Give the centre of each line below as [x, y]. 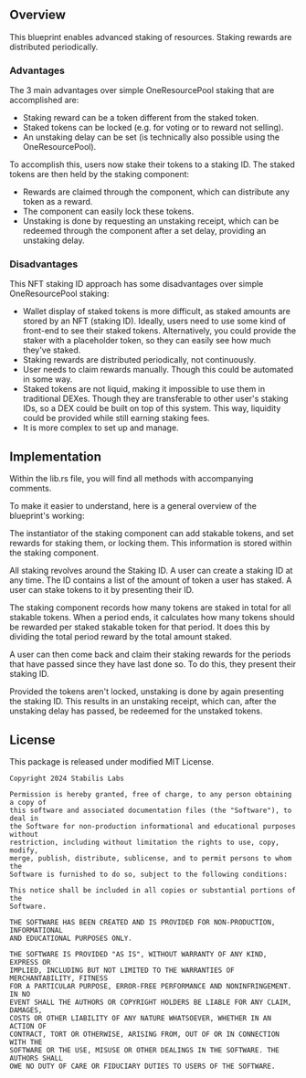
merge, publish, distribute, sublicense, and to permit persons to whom [151, 859]
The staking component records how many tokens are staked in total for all [150, 608]
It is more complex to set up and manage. [101, 428]
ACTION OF [28, 1027]
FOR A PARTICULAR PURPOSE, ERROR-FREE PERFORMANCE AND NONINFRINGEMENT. [151, 987]
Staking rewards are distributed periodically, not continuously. [139, 360]
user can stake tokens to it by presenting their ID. [102, 590]
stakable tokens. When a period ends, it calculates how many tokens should [152, 618]
